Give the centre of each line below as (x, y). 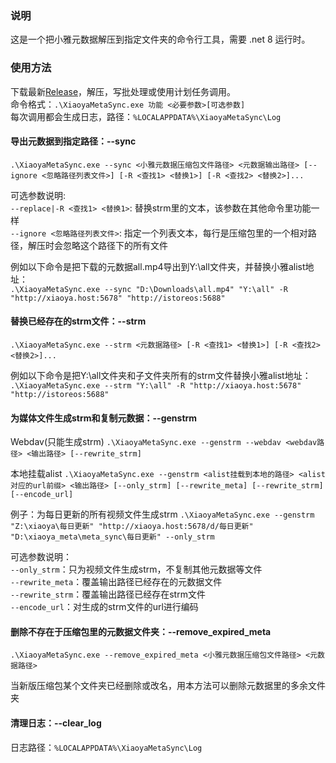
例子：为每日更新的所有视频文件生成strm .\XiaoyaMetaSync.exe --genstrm (162, 514)
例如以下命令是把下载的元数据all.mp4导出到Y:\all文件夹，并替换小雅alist (158, 266)
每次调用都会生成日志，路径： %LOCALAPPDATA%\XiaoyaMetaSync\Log (146, 116)
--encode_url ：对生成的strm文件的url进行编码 (104, 607)
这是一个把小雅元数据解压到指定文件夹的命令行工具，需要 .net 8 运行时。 (160, 39)
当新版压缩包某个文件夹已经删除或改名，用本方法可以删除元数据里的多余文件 (168, 686)
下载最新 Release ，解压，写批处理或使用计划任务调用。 (123, 91)
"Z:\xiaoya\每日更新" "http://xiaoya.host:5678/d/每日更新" (132, 527)
